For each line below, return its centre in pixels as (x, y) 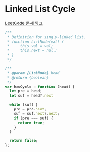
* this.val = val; (30, 46)
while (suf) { (24, 105)
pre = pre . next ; (30, 109)
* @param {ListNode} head (33, 73)
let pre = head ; (26, 91)
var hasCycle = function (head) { (40, 87)
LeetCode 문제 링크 (24, 23)
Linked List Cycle (40, 9)
